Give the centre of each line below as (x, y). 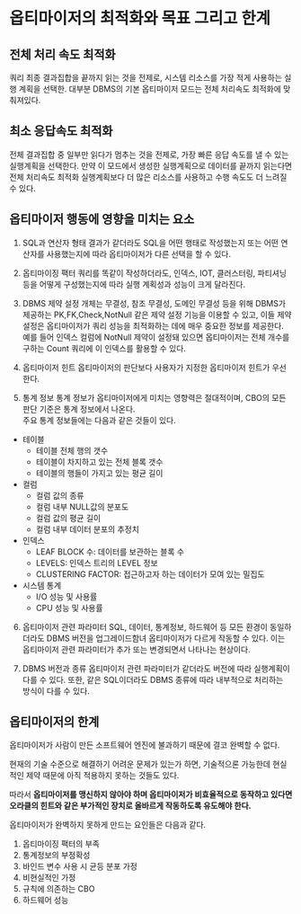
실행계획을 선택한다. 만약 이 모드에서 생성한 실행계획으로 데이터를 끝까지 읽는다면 (151, 165)
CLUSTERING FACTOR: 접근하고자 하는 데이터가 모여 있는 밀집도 (150, 574)
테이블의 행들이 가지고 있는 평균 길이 (99, 473)
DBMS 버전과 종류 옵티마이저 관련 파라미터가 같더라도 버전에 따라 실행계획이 (156, 668)
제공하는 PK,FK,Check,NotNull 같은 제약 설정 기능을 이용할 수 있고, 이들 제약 (157, 315)
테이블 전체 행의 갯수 (72, 450)
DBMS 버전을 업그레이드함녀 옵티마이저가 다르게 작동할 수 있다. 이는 (166, 638)
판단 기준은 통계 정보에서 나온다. (79, 409)
